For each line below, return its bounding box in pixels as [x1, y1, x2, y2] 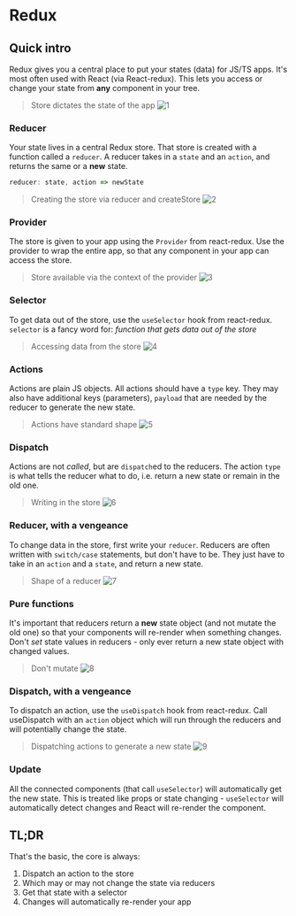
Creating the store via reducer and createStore [30, 194, 201, 204]
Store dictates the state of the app [30, 100, 156, 111]
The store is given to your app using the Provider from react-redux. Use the [9, 236, 285, 247]
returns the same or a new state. [9, 161, 128, 172]
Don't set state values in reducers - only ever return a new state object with [9, 636, 285, 647]
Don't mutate [30, 663, 79, 674]
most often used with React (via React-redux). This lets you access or [9, 73, 263, 84]
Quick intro [9, 41, 72, 56]
